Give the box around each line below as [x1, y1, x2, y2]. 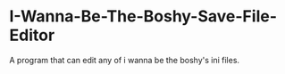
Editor [9, 25, 55, 45]
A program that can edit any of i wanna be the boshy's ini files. [9, 54, 239, 65]
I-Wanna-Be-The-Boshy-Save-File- [9, 6, 278, 27]
